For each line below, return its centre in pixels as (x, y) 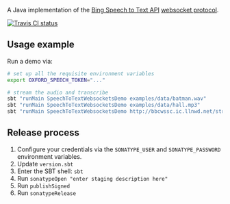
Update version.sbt (45, 164)
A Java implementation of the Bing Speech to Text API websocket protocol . (113, 10)
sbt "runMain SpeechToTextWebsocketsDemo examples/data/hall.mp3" (104, 105)
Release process (43, 133)
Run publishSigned (43, 186)
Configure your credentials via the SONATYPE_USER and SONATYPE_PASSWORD (119, 149)
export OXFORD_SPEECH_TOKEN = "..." (56, 80)
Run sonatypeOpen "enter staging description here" (92, 178)
